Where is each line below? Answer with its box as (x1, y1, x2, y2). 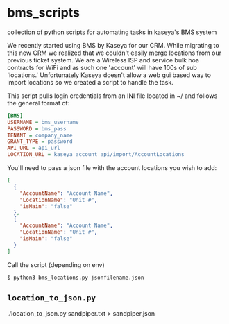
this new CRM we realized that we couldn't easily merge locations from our (7, 49, 222, 57)
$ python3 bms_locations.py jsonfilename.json (7, 274, 144, 281)
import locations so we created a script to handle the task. (7, 78, 173, 86)
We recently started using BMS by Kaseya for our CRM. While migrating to (7, 41, 220, 49)
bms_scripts (7, 5, 80, 21)
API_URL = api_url (7, 144, 60, 152)
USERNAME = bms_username (7, 119, 79, 126)
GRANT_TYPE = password (7, 138, 73, 145)
